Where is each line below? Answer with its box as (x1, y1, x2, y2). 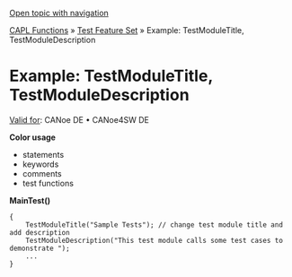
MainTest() (9, 195, 51, 205)
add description (9, 228, 70, 237)
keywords (22, 159, 59, 169)
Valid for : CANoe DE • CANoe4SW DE (9, 114, 150, 125)
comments (22, 168, 62, 178)
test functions (22, 177, 75, 188)
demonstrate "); (9, 244, 70, 253)
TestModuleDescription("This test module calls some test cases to (25, 236, 283, 245)
